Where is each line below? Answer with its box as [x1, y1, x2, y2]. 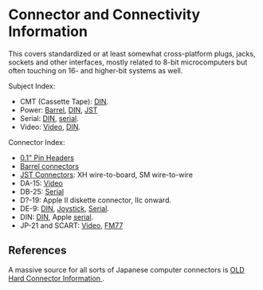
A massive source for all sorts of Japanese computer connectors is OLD [8, 265, 245, 274]
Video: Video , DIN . [19, 122, 81, 131]
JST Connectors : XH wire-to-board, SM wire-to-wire [19, 170, 194, 179]
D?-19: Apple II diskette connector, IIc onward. [19, 195, 171, 205]
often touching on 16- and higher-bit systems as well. [8, 65, 183, 75]
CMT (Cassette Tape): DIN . [19, 96, 109, 106]
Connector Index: [8, 137, 65, 147]
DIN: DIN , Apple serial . [19, 212, 94, 221]
